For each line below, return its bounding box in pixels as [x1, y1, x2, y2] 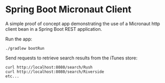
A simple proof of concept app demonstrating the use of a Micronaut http [5, 20, 160, 27]
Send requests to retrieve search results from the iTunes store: [5, 55, 137, 61]
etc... [5, 73, 19, 79]
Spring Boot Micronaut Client [5, 4, 132, 15]
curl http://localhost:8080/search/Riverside [5, 69, 104, 74]
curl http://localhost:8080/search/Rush [5, 65, 93, 70]
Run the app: [5, 36, 32, 42]
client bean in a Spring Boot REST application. [5, 26, 102, 32]
